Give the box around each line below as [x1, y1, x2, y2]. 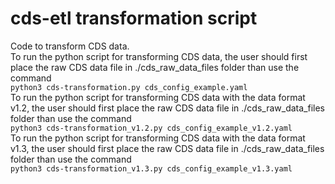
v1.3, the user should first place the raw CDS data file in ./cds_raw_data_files [10, 142, 325, 154]
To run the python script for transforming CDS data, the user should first [10, 50, 308, 62]
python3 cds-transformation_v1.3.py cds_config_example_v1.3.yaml [10, 163, 293, 174]
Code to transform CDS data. [10, 40, 130, 52]
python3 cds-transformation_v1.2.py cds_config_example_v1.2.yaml [10, 123, 293, 133]
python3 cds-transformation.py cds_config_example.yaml [10, 82, 248, 92]
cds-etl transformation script [10, 7, 258, 30]
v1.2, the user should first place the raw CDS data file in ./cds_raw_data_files [10, 102, 326, 114]
